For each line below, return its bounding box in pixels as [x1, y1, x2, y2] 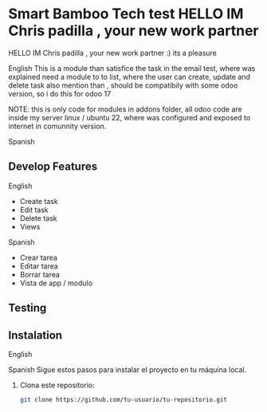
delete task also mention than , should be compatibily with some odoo [8, 80, 238, 90]
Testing [8, 301, 47, 315]
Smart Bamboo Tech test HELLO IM [8, 5, 244, 23]
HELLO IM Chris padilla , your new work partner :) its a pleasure [8, 48, 218, 57]
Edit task [19, 205, 49, 214]
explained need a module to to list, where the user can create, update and [8, 72, 251, 81]
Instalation [8, 328, 62, 342]
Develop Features [8, 160, 98, 174]
